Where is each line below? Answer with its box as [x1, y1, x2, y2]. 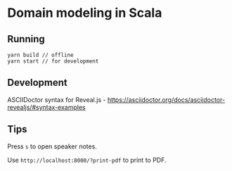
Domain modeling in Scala [7, 5, 162, 21]
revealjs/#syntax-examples [7, 103, 86, 111]
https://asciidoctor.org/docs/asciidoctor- [107, 95, 226, 103]
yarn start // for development [7, 58, 99, 65]
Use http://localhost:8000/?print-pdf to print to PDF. [7, 156, 167, 164]
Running [7, 33, 46, 45]
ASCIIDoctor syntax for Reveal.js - [7, 95, 106, 103]
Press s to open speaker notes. [7, 142, 97, 151]
